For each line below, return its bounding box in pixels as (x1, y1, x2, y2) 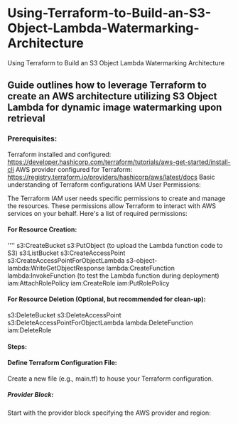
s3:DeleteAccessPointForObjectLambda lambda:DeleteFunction (7, 318, 193, 327)
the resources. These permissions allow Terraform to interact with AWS (7, 201, 217, 210)
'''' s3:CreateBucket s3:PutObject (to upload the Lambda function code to (7, 241, 223, 249)
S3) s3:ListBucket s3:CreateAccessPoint (7, 249, 126, 257)
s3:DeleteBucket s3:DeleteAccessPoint (7, 311, 122, 320)
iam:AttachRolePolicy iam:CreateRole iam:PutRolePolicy (7, 278, 170, 287)
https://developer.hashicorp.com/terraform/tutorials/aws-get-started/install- (7, 158, 231, 166)
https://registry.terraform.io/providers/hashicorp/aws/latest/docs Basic (7, 173, 215, 181)
